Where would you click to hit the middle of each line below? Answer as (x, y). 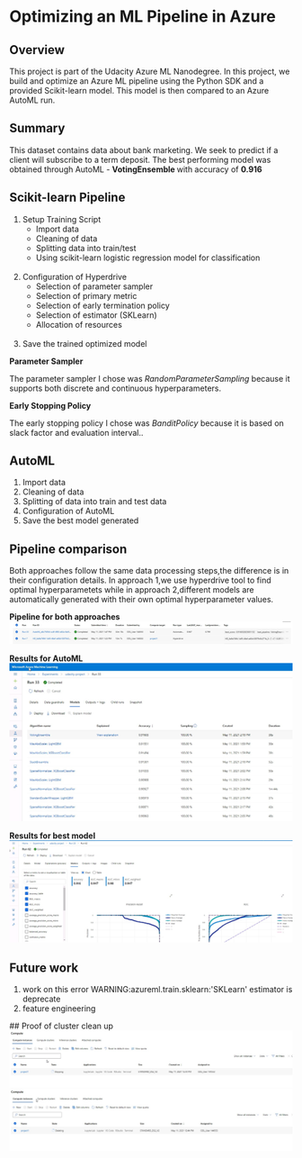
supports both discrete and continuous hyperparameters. (115, 388)
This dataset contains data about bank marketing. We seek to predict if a (144, 149)
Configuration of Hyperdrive (75, 276)
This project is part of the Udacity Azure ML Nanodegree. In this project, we (150, 71)
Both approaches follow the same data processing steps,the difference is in (149, 571)
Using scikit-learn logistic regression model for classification (148, 258)
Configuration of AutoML (68, 511)
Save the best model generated (80, 520)
